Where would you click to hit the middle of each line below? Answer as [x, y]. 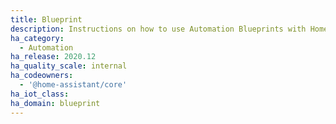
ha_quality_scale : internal [69, 66]
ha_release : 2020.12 [53, 57]
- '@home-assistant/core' [73, 85]
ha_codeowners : [42, 76]
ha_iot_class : [40, 94]
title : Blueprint [46, 19]
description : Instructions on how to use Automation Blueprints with [158, 29]
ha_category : [37, 38]
